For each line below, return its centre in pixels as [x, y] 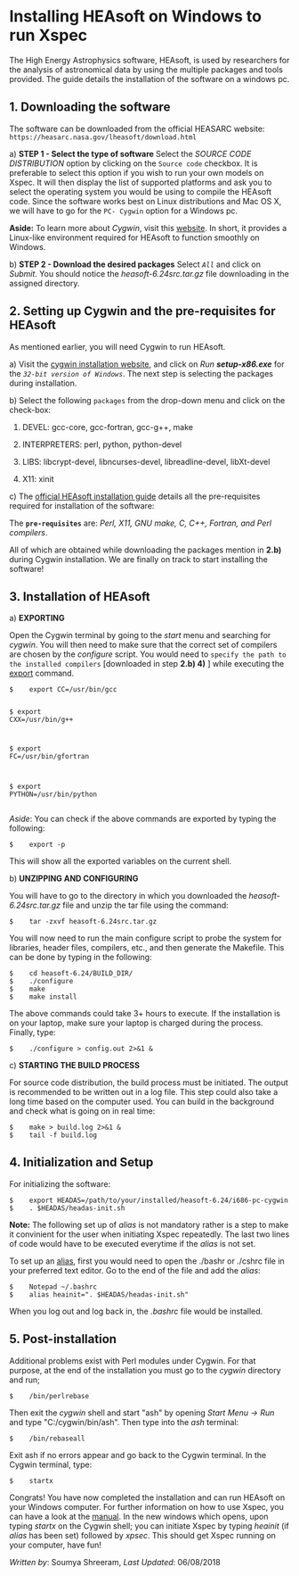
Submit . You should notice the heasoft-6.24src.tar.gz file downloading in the [149, 273]
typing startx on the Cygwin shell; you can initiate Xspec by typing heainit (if [149, 1526]
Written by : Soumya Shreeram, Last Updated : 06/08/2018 [115, 1562]
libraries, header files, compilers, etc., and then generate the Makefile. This [147, 947]
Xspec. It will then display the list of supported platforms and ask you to [141, 182]
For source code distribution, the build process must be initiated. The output [149, 1082]
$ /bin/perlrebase [49, 1396]
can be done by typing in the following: [81, 957]
